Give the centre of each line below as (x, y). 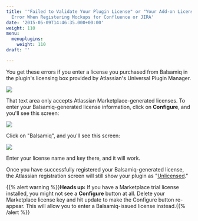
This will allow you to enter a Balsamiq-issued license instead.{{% (105, 206)
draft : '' (18, 50)
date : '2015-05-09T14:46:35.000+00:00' (55, 22)
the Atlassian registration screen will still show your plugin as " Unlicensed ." (97, 176)
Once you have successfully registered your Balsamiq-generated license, (95, 169)
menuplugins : (27, 39)
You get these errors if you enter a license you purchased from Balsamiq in (97, 72)
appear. (15, 206)
